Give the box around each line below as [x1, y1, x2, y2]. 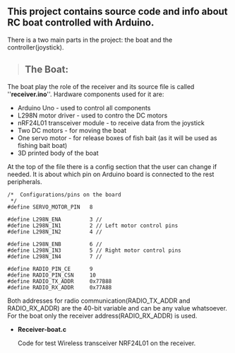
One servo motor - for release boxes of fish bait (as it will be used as [17, 134, 217, 142]
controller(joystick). [7, 42, 64, 52]
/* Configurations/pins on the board [7, 191, 121, 198]
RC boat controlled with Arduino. [7, 17, 155, 29]
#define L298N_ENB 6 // [7, 241, 102, 248]
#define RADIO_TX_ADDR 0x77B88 [7, 277, 112, 285]
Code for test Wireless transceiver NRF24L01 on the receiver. [17, 339, 196, 347]
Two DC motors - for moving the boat [17, 126, 127, 134]
